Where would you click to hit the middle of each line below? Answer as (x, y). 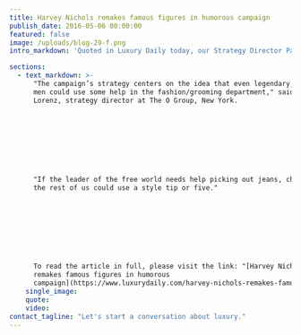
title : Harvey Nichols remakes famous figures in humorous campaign (140, 17)
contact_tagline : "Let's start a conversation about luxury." (128, 316)
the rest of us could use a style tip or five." (125, 188)
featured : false (39, 34)
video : (38, 308)
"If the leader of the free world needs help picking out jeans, (157, 179)
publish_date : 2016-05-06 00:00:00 (76, 26)
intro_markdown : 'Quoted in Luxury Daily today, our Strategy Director (146, 51)
